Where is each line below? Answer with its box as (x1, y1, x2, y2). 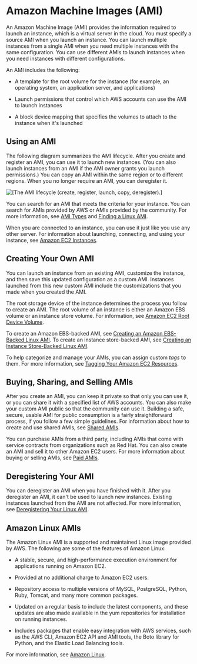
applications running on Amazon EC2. (14, 563, 106, 570)
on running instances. (14, 616, 68, 623)
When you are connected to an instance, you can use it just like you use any (6, 224, 191, 231)
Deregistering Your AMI (6, 471, 94, 481)
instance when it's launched (14, 119, 84, 126)
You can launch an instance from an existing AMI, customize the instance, (6, 269, 185, 277)
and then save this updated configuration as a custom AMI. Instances (6, 275, 174, 282)
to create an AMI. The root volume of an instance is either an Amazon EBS (6, 305, 185, 313)
